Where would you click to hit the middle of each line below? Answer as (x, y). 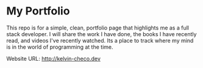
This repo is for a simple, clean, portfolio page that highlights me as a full (98, 28)
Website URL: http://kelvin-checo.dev (53, 58)
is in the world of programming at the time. (60, 47)
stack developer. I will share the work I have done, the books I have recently (101, 34)
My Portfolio (38, 11)
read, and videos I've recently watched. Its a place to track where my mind (100, 40)
